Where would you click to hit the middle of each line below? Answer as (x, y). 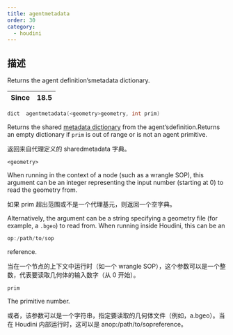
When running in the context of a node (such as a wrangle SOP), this (105, 174)
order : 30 (22, 20)
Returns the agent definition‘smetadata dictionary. (79, 80)
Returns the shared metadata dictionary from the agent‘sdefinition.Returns (114, 127)
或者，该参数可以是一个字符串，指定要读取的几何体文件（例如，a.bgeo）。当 (116, 315)
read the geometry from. (42, 190)
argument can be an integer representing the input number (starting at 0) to (115, 182)
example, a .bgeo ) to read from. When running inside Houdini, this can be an (116, 225)
